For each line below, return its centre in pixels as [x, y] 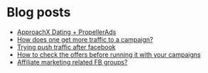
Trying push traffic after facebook [66, 47]
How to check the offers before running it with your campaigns [109, 55]
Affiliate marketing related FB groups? [72, 62]
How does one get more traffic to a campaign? [85, 39]
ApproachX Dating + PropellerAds [66, 32]
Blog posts [39, 12]
